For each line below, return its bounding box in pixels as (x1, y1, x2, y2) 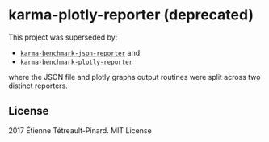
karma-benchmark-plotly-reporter (19, 58, 133, 66)
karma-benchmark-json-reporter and (19, 48, 141, 57)
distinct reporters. (8, 81, 69, 90)
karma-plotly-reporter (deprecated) (8, 6, 254, 24)
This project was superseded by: (8, 32, 118, 42)
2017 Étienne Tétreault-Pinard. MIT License (8, 125, 152, 135)
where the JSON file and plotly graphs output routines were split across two (8, 72, 261, 81)
